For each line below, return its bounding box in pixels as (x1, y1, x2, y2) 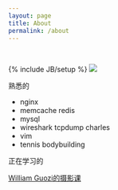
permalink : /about (8, 26, 69, 34)
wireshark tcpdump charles (19, 123, 110, 132)
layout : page (8, 11, 52, 20)
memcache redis (19, 106, 76, 115)
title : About (8, 19, 52, 27)
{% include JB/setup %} (8, 65, 88, 75)
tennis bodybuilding (19, 139, 85, 149)
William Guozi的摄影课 (8, 173, 81, 183)
